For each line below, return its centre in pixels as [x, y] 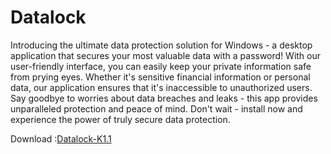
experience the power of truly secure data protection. [120, 119]
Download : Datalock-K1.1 [61, 138]
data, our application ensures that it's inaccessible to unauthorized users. [161, 87]
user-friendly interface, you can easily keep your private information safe [161, 66]
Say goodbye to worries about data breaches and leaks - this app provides [164, 98]
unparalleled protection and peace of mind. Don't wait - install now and [156, 108]
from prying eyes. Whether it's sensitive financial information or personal [160, 77]
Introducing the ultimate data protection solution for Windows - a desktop [161, 45]
